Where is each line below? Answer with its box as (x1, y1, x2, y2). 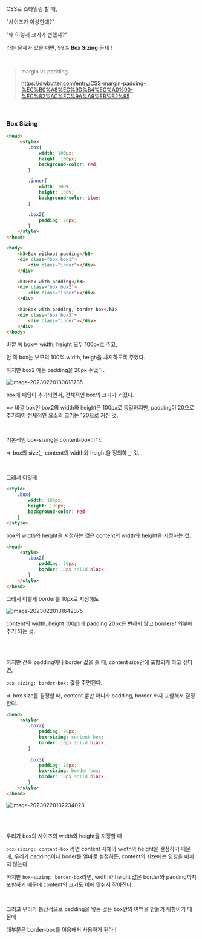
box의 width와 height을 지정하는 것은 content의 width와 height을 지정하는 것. (6, 532, 192, 539)
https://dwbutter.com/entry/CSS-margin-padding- (21, 80, 146, 87)
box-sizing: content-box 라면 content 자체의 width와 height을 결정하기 (6, 845, 180, 852)
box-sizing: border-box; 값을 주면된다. (6, 679, 103, 686)
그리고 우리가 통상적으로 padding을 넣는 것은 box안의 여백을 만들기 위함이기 (6, 905, 186, 912)
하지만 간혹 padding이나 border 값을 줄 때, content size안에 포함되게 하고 (6, 658, 181, 666)
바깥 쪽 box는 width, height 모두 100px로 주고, (6, 341, 117, 348)
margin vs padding (21, 68, 68, 75)
